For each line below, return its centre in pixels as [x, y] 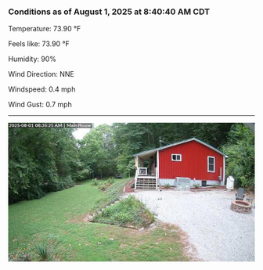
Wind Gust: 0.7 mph [40, 105]
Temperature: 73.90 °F [45, 29]
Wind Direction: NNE [41, 74]
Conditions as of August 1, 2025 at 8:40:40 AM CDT [109, 12]
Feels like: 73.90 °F [39, 44]
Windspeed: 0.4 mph [42, 89]
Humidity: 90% [32, 59]
